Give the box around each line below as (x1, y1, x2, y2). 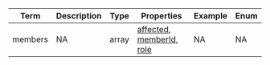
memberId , (137, 34, 178, 45)
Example (193, 10, 227, 21)
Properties (140, 10, 182, 21)
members (12, 34, 48, 45)
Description (55, 10, 102, 21)
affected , (137, 24, 171, 35)
